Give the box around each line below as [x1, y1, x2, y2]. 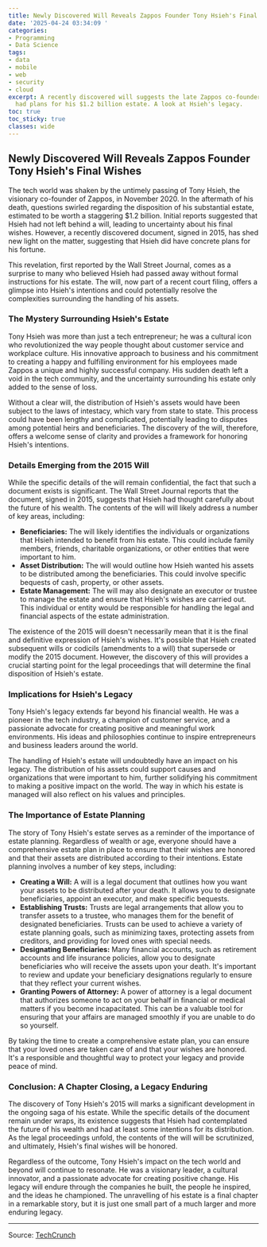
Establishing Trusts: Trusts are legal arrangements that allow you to [19, 902, 244, 912]
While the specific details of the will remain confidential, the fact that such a [8, 478, 257, 487]
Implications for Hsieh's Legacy [8, 689, 133, 700]
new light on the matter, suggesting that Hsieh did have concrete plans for [8, 236, 251, 246]
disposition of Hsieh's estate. [8, 669, 104, 679]
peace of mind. [8, 1061, 58, 1071]
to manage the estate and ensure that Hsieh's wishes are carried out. [19, 594, 246, 604]
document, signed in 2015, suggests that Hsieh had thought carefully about [8, 494, 254, 505]
